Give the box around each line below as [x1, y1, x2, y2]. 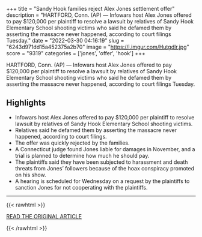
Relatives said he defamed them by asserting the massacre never [14, 126, 177, 134]
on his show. [14, 171, 46, 178]
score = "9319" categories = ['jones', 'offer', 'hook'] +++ [6, 50, 146, 56]
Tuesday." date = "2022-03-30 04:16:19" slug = [6, 37, 124, 44]
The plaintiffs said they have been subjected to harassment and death [14, 158, 188, 166]
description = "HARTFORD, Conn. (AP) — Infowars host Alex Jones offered [6, 11, 192, 19]
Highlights [6, 98, 46, 108]
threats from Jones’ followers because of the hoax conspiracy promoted [14, 164, 195, 172]
